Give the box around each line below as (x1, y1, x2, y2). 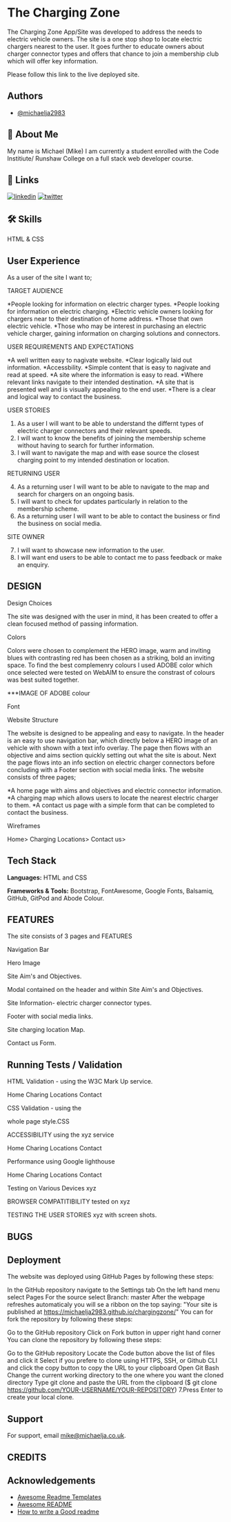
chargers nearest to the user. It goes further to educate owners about (7, 42, 205, 50)
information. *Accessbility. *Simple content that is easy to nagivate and (7, 363, 211, 372)
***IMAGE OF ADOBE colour (7, 689, 91, 697)
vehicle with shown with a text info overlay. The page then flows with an (7, 743, 212, 752)
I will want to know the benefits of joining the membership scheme (17, 434, 206, 442)
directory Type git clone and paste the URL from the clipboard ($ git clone (7, 1379, 217, 1387)
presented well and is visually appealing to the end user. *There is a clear (7, 385, 216, 394)
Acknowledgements (7, 1475, 96, 1487)
